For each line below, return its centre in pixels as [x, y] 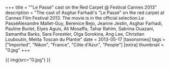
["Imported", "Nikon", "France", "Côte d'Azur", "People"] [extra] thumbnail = [85, 45]
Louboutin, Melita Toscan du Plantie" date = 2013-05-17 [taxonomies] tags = [86, 39]
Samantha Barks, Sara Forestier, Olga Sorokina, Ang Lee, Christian [75, 34]
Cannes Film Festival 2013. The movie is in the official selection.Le [75, 18]
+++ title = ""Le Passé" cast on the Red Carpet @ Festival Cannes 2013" [81, 7]
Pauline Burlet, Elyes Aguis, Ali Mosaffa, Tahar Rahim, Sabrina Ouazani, [80, 29]
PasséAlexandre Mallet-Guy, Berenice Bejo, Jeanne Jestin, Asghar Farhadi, [84, 23]
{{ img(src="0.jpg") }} [28, 60]
